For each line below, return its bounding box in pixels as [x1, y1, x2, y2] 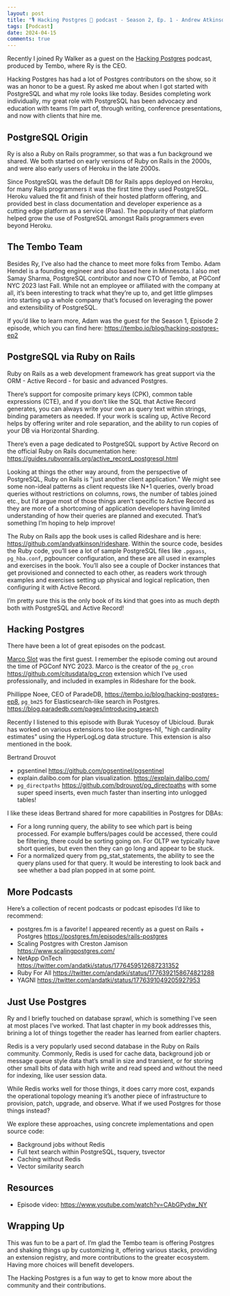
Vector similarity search [16, 1162, 84, 1170]
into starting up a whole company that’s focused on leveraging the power [7, 296, 214, 304]
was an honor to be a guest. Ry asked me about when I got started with [7, 82, 209, 91]
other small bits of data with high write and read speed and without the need [7, 1064, 222, 1072]
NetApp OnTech [16, 954, 63, 962]
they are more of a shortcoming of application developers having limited [7, 504, 211, 512]
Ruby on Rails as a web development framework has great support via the [7, 369, 216, 378]
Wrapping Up [7, 1220, 65, 1232]
